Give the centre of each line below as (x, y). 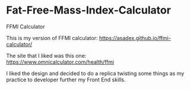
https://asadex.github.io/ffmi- (135, 38)
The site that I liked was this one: (46, 55)
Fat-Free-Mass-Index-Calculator (88, 10)
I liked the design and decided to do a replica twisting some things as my (95, 73)
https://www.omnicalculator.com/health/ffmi (60, 62)
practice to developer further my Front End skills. (66, 80)
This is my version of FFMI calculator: (52, 38)
